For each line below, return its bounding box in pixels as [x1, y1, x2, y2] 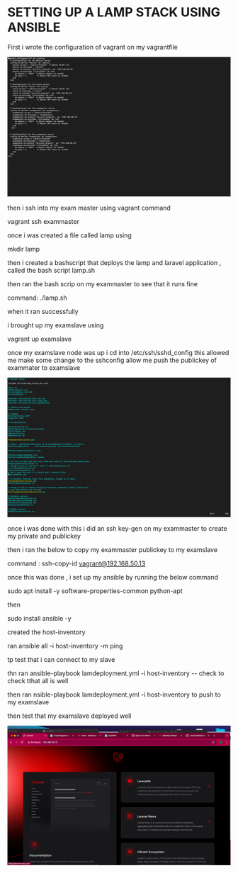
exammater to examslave [7, 363, 81, 372]
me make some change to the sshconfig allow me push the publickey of [7, 356, 217, 364]
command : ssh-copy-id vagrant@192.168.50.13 [7, 559, 146, 568]
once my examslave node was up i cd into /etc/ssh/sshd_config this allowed [7, 348, 229, 356]
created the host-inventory [7, 628, 86, 636]
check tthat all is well [7, 676, 69, 685]
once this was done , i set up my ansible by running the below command [7, 573, 218, 581]
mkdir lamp [7, 244, 40, 253]
